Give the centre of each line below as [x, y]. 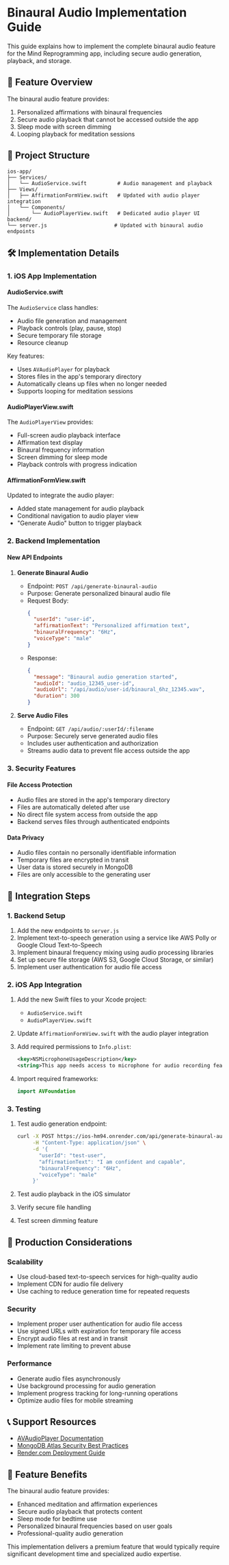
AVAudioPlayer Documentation [60, 1438]
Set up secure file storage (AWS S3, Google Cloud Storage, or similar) [115, 960]
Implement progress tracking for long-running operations [97, 1393]
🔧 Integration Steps [49, 896]
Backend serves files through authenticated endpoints [93, 822]
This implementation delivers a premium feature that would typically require [113, 1546]
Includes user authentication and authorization [93, 743]
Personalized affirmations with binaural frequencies [90, 112]
